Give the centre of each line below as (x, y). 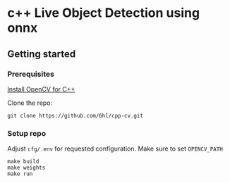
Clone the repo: (30, 103)
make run (20, 174)
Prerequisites (31, 74)
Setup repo (27, 133)
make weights (26, 168)
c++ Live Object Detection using (103, 13)
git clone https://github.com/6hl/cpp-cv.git (75, 115)
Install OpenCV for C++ (41, 89)
